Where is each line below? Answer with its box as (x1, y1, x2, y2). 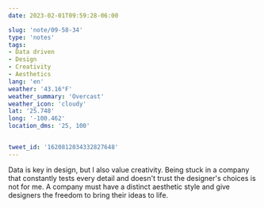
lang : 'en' (8, 77, 44, 86)
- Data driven (8, 48, 55, 56)
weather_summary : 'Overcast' (8, 92, 105, 100)
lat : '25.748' (8, 107, 55, 115)
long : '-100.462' (8, 114, 66, 123)
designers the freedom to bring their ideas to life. (8, 190, 169, 199)
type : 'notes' (8, 33, 55, 41)
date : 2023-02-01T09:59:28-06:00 (8, 11, 119, 20)
